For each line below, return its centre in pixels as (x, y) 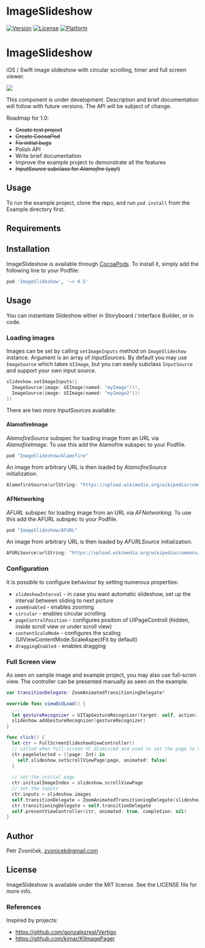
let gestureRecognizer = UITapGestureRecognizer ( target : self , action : (105, 715)
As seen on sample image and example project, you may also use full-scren (101, 675)
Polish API (28, 149)
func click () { (26, 738)
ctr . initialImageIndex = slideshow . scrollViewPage (77, 783)
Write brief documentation (48, 156)
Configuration (27, 568)
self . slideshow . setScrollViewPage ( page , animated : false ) (92, 760)
